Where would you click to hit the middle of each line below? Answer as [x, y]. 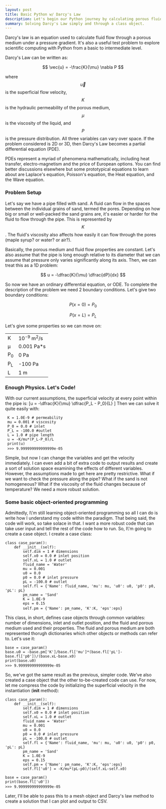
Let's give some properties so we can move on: [53, 326]
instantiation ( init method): [32, 691]
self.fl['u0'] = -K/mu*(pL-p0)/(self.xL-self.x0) [75, 769]
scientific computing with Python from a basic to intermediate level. [74, 48]
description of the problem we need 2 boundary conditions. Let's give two [81, 289]
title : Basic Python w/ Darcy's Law [43, 14]
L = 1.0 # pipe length [31, 435]
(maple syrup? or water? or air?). [38, 240]
